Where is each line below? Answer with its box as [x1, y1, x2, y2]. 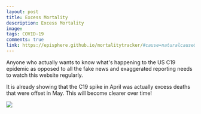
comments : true [6, 37, 44, 43]
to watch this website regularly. [6, 71, 84, 79]
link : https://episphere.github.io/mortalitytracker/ [6, 43, 144, 49]
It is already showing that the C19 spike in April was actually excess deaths [6, 83, 190, 90]
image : [6, 25, 23, 32]
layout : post [6, 8, 39, 15]
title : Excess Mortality [6, 14, 68, 20]
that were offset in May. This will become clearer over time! [6, 89, 153, 97]
